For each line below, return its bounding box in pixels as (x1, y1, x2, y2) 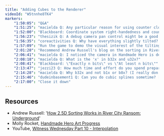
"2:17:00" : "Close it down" (14, 79, 71, 84)
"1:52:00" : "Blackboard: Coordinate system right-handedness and (14, 30, 150, 34)
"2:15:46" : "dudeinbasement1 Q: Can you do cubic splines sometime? (14, 75, 156, 80)
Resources (5, 98, 39, 106)
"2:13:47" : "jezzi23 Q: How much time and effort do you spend (14, 66, 145, 71)
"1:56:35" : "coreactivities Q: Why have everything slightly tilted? (14, 39, 159, 44)
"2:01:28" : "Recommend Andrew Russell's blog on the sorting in (14, 48, 147, 52)
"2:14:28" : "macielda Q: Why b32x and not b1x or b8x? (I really (14, 70, 150, 75)
